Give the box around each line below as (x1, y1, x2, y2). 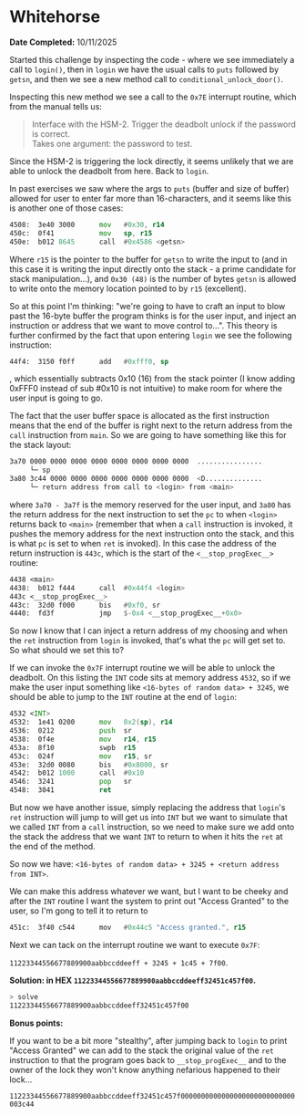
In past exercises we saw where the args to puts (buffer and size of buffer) (9, 183, 290, 193)
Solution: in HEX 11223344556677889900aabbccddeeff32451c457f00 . (9, 975, 257, 986)
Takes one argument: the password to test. (31, 138, 193, 149)
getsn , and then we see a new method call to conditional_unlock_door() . (9, 73, 284, 84)
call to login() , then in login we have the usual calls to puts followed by (9, 64, 280, 75)
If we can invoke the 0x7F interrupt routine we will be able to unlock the (9, 662, 276, 673)
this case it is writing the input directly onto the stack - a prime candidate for (9, 263, 297, 275)
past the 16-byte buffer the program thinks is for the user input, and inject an (9, 310, 297, 321)
